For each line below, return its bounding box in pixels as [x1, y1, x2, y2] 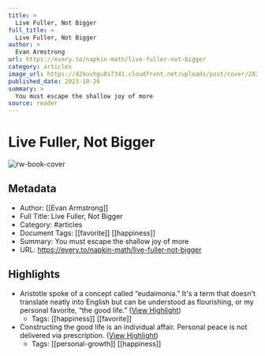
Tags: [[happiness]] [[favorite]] [31, 313, 132, 323]
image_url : [8, 70, 44, 78]
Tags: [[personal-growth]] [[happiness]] [31, 339, 162, 348]
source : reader [8, 99, 58, 107]
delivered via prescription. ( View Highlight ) [19, 330, 159, 339]
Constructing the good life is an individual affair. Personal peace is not [19, 322, 248, 332]
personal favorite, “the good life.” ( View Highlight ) [19, 305, 181, 315]
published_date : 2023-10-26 [8, 77, 101, 85]
